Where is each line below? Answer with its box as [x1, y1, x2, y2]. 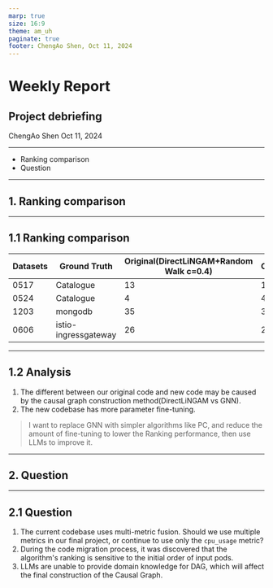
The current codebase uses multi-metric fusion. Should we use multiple [19, 527, 261, 537]
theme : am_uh [8, 27, 53, 35]
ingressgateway [55, 329, 117, 340]
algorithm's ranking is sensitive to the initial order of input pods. [19, 553, 234, 563]
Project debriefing [8, 109, 103, 123]
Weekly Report [8, 77, 111, 96]
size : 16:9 [8, 20, 45, 28]
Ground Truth [59, 260, 113, 272]
